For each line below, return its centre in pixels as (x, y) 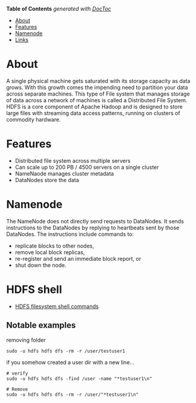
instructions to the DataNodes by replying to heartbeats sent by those (93, 228)
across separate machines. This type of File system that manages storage (98, 94)
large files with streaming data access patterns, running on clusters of (93, 113)
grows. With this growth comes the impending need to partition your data (97, 87)
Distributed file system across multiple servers (73, 160)
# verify (17, 373)
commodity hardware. (34, 119)
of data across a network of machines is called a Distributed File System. (97, 100)
